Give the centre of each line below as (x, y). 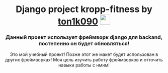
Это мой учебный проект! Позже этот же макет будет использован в (84, 54)
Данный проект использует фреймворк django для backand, (84, 37)
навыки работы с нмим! (84, 65)
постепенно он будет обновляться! (84, 44)
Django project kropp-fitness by (84, 9)
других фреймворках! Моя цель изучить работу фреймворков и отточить (84, 60)
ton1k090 (78, 22)
